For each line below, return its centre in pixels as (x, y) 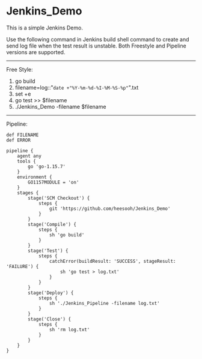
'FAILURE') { (23, 266)
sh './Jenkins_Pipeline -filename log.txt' (105, 303)
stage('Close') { (49, 319)
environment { (35, 177)
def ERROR (19, 140)
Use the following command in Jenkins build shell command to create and (98, 39)
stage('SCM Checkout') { (59, 198)
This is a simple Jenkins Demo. (44, 28)
